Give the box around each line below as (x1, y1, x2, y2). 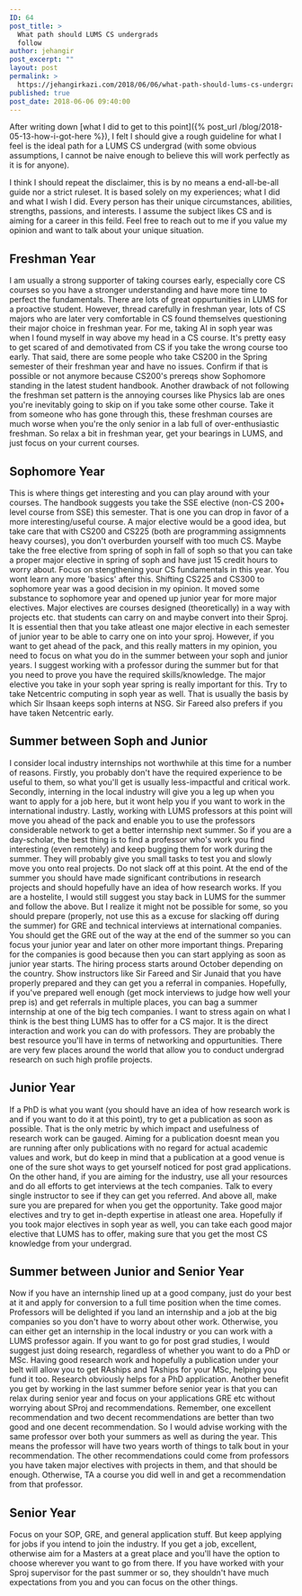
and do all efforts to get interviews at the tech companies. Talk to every (9, 1180, 273, 1191)
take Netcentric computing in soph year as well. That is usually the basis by (9, 689, 289, 699)
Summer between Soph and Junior (9, 734, 209, 749)
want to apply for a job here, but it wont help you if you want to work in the (9, 796, 286, 807)
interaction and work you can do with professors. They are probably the (9, 1025, 276, 1036)
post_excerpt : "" (9, 55, 75, 64)
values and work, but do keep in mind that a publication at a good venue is (9, 1151, 285, 1162)
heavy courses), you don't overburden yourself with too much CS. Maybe (9, 536, 281, 546)
